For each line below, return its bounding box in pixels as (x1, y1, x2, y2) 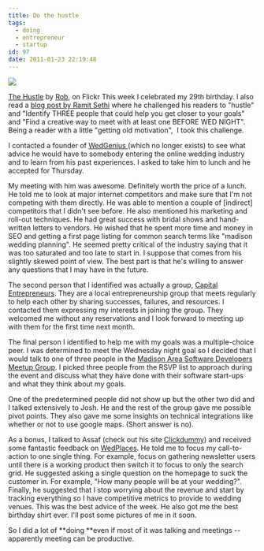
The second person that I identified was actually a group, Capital (8, 280, 218, 289)
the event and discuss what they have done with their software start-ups (8, 370, 244, 380)
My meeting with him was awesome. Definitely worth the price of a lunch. (8, 181, 247, 190)
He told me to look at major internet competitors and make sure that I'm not (8, 189, 252, 199)
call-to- (218, 443, 243, 452)
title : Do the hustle (8, 11, 80, 20)
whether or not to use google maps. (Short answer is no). (8, 419, 195, 429)
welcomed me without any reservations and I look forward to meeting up (8, 313, 244, 323)
